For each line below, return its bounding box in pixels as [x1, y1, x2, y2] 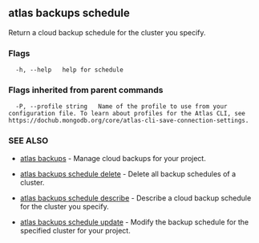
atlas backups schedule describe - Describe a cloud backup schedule [19, 192, 252, 203]
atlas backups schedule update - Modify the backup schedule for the [19, 217, 249, 227]
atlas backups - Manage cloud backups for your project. [19, 153, 206, 163]
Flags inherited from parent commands [8, 84, 164, 95]
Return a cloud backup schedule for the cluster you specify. [8, 27, 206, 37]
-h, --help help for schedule [15, 66, 124, 75]
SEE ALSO [8, 136, 49, 147]
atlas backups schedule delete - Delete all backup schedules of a [19, 168, 237, 179]
